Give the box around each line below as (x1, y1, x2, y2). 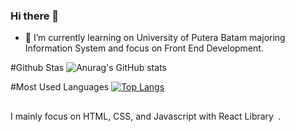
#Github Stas (10, 62, 65, 74)
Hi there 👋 (10, 9, 60, 23)
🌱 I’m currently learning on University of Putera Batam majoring (24, 32, 286, 44)
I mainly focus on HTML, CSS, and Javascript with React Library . (10, 110, 282, 123)
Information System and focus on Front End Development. (24, 42, 264, 54)
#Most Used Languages (10, 81, 110, 93)
